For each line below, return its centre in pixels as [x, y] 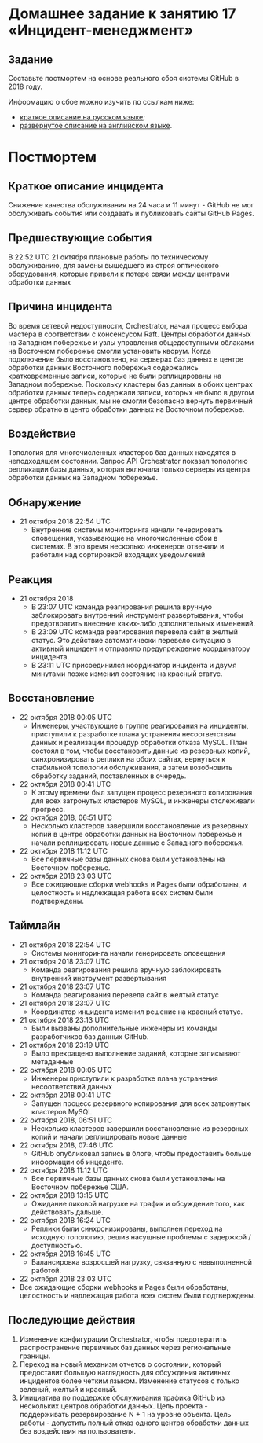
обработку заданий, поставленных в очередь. [109, 776]
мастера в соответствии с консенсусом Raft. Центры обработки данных [130, 334]
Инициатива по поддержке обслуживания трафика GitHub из [122, 1397]
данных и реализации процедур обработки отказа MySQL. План [139, 742]
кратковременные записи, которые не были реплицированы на [115, 376]
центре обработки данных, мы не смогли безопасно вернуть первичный [130, 401]
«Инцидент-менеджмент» [101, 30]
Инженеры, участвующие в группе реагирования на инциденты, [140, 725]
